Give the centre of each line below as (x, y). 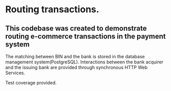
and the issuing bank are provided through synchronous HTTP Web (76, 67)
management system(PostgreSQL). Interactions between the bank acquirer (84, 62)
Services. (15, 73)
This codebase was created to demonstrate (76, 28)
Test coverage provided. (31, 83)
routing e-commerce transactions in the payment (85, 36)
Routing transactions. (52, 9)
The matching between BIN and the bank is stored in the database (75, 56)
